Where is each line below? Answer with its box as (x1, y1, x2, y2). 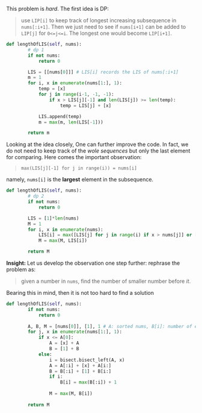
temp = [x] (38, 86, 66, 92)
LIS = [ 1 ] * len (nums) (28, 215, 79, 221)
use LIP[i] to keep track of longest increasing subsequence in (20, 17, 177, 24)
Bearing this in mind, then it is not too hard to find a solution (6, 289, 155, 296)
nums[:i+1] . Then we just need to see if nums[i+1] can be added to (20, 24, 186, 30)
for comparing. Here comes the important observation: (6, 154, 142, 161)
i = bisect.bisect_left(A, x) (49, 357, 125, 363)
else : (38, 351, 52, 358)
